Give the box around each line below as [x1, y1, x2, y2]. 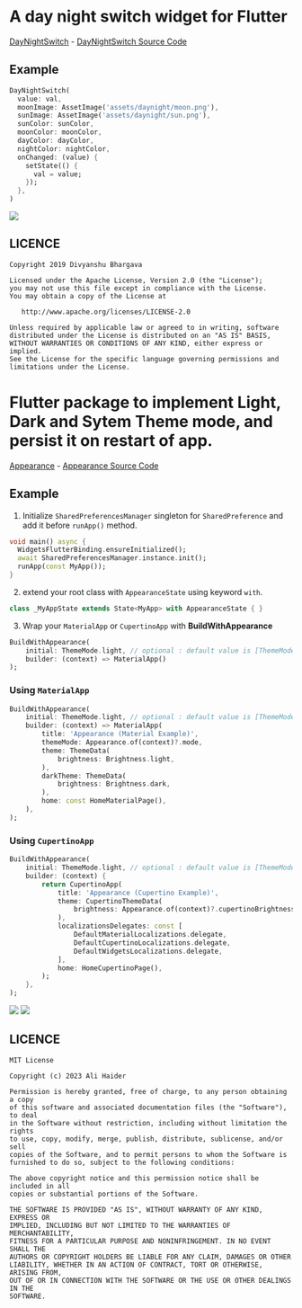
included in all [9, 1181, 70, 1190]
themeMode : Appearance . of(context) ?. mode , [41, 738, 203, 747]
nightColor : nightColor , [17, 144, 111, 154]
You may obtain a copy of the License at [9, 291, 167, 300]
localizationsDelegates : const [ [57, 921, 182, 931]
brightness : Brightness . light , [57, 754, 175, 763]
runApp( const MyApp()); [17, 562, 106, 572]
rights [9, 1126, 34, 1135]
